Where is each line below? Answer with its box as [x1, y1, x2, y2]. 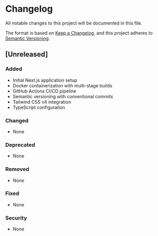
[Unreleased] [5, 50, 48, 59]
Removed [5, 166, 30, 173]
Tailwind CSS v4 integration [12, 99, 71, 105]
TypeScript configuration [12, 104, 65, 110]
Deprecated [5, 141, 36, 148]
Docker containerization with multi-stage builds [12, 82, 113, 88]
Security [5, 214, 27, 221]
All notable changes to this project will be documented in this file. [5, 20, 143, 26]
